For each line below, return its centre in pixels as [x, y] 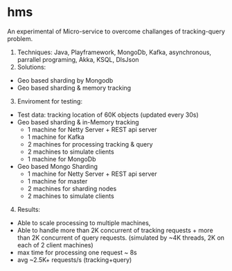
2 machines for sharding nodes [72, 188]
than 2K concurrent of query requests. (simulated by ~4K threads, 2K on [121, 238]
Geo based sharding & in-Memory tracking [78, 122]
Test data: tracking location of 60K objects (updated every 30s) [108, 115]
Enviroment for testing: [50, 101]
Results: [28, 209]
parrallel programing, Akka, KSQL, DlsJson [78, 59]
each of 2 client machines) [55, 245]
